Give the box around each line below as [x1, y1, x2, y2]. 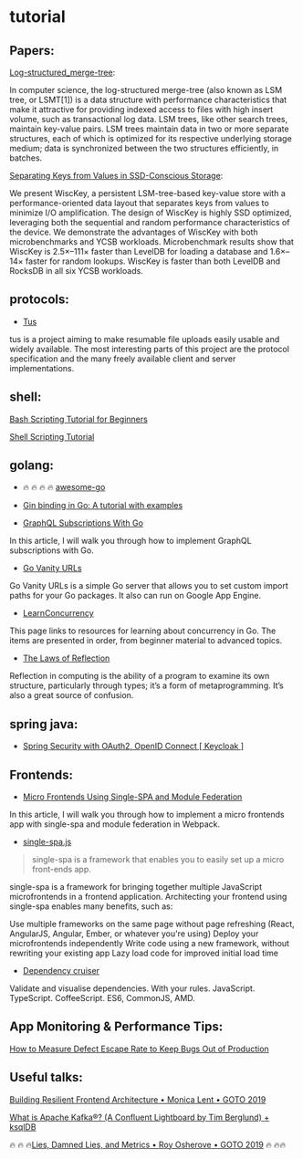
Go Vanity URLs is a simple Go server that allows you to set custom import [9, 580, 289, 591]
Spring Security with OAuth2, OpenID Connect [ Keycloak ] [22, 741, 245, 752]
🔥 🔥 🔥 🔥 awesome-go [22, 482, 106, 493]
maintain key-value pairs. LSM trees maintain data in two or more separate [9, 123, 289, 134]
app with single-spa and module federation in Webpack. [9, 819, 221, 830]
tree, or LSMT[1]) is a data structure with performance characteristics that [9, 94, 287, 105]
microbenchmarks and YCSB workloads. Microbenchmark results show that [9, 236, 295, 247]
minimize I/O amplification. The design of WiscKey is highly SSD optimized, [9, 207, 292, 218]
